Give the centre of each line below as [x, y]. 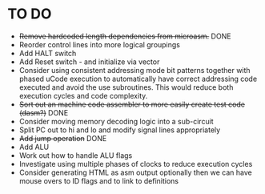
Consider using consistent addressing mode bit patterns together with [135, 70]
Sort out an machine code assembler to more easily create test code [132, 104]
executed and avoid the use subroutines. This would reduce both [126, 87]
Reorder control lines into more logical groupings [100, 44]
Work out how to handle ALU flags [76, 155]
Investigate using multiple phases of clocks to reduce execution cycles [136, 164]
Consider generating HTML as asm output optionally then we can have [136, 172]
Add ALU [34, 147]
